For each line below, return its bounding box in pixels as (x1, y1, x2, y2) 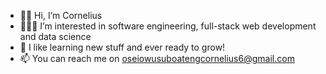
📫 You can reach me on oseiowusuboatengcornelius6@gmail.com (19, 53, 295, 64)
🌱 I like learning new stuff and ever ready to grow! (19, 41, 226, 53)
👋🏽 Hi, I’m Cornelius (19, 10, 103, 21)
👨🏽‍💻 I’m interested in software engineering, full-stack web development (19, 20, 317, 32)
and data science (19, 31, 92, 42)
